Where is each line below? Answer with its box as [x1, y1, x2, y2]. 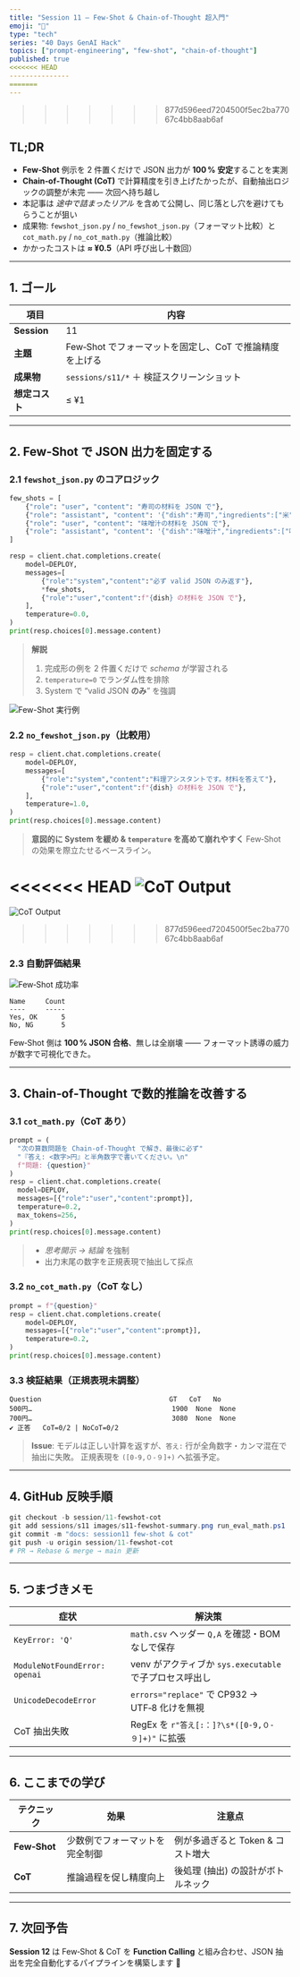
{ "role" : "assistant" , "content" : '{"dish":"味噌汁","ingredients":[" [25, 527, 290, 536]
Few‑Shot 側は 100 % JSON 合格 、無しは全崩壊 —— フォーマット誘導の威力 [9, 1038, 289, 1048]
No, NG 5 [9, 1021, 66, 1030]
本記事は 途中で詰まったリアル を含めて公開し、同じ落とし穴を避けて [21, 198, 277, 209]
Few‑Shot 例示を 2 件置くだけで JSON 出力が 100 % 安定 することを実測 [21, 165, 288, 175]
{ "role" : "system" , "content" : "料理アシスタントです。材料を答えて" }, [41, 775, 278, 783]
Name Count [9, 997, 66, 1006]
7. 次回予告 [9, 1921, 69, 1936]
